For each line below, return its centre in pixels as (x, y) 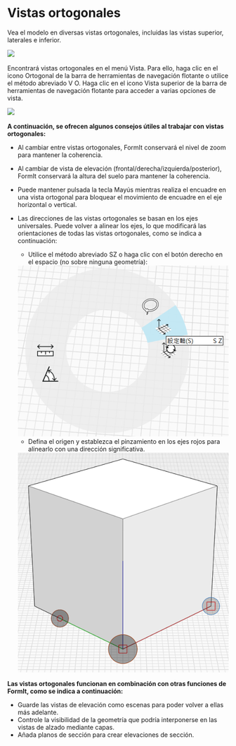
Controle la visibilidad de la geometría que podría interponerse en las (117, 720)
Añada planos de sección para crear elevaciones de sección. (106, 735)
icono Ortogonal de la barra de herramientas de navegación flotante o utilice (118, 75)
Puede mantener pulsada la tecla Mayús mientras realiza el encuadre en (122, 189)
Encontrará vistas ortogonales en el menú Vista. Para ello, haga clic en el (113, 68)
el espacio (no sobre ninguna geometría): (87, 261)
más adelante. (38, 712)
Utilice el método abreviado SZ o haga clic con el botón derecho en (125, 254)
